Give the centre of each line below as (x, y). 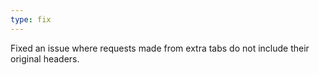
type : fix (31, 19)
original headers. (45, 58)
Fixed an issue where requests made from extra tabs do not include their (160, 48)
